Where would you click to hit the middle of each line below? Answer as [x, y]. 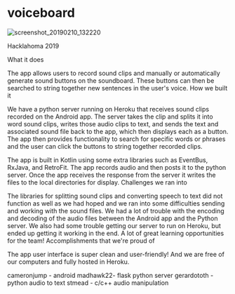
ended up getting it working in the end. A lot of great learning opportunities [116, 233]
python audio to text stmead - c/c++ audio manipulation [88, 283]
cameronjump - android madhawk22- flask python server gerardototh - [110, 275]
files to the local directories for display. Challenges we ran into [97, 182]
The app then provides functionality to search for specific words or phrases [116, 139]
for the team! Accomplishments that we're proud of [81, 241]
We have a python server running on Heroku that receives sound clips [108, 109]
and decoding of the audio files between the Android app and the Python [113, 218]
